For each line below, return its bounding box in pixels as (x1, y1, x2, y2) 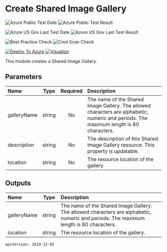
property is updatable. (87, 148, 139, 155)
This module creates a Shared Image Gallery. (5, 58, 97, 64)
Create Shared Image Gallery (5, 3, 127, 14)
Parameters (5, 73, 42, 81)
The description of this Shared (87, 135, 158, 142)
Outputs (5, 179, 31, 188)
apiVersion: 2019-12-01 (5, 242, 55, 247)
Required (60, 87, 83, 94)
